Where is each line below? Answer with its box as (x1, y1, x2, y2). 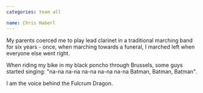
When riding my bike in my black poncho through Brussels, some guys (6, 61, 184, 69)
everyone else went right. (6, 49, 70, 57)
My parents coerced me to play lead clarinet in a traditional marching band (6, 36, 193, 44)
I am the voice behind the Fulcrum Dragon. (6, 80, 114, 87)
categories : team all (6, 9, 61, 15)
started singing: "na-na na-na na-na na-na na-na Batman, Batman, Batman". (6, 67, 198, 75)
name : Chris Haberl (6, 19, 56, 26)
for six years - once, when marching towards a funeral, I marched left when (6, 43, 195, 50)
